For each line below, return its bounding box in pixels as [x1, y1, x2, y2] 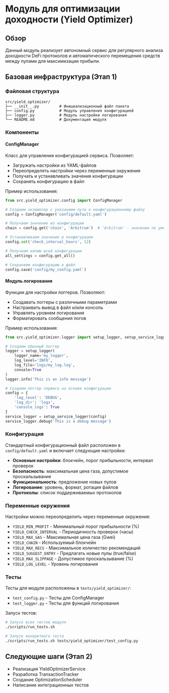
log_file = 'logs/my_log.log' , [14, 362, 75, 368]
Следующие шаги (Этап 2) [5, 653, 93, 661]
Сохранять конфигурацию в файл [12, 178, 84, 184]
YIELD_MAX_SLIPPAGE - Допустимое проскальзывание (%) [12, 556, 133, 562]
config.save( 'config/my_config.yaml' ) [5, 267, 87, 272]
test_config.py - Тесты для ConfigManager [12, 595, 105, 601]
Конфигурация [5, 431, 44, 438]
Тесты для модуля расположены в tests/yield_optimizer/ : [5, 585, 132, 591]
